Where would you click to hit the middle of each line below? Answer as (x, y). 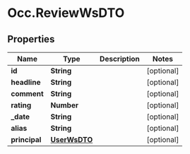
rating (21, 105)
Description (120, 59)
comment (27, 94)
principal (26, 140)
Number (65, 105)
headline (26, 82)
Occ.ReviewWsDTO (66, 13)
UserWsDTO (72, 140)
